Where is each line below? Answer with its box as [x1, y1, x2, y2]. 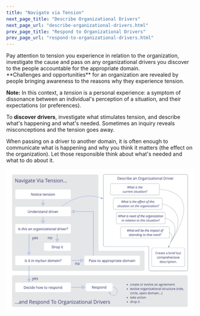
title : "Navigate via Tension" [6, 10, 84, 16]
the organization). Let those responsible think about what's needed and [6, 150, 183, 158]
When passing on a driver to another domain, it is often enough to [6, 138, 169, 145]
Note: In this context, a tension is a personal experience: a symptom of [6, 89, 181, 96]
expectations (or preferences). [6, 102, 82, 109]
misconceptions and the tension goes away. [6, 126, 115, 133]
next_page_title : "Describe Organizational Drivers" [6, 16, 141, 22]
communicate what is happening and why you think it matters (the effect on [6, 144, 193, 151]
